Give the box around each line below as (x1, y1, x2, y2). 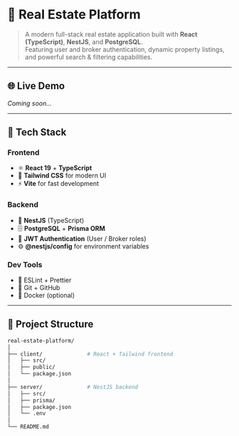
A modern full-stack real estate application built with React (24, 30, 198, 38)
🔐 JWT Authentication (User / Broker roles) (17, 234, 147, 243)
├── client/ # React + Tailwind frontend (7, 351, 174, 358)
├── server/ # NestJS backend (7, 383, 139, 390)
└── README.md (7, 423, 50, 430)
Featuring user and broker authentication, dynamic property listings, (24, 45, 225, 53)
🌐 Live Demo (7, 80, 65, 92)
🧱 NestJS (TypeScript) (17, 216, 85, 224)
